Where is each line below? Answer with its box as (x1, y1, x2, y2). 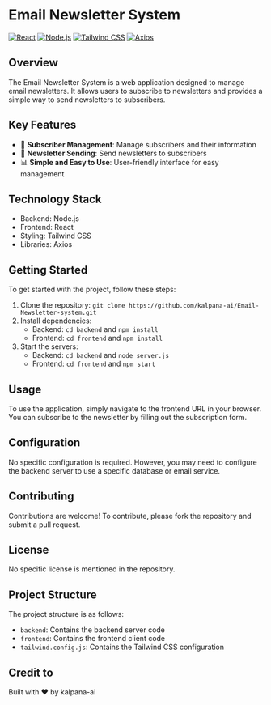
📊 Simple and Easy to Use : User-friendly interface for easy (19, 157, 220, 167)
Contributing (8, 490, 74, 503)
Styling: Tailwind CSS (19, 231, 91, 240)
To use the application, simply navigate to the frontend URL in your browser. (8, 404, 262, 414)
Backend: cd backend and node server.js (32, 350, 170, 360)
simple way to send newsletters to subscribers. (8, 95, 166, 104)
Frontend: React (19, 223, 74, 232)
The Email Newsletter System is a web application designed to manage (8, 77, 245, 87)
